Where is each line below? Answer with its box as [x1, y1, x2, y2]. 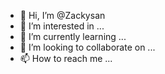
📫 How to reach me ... [19, 53, 113, 64]
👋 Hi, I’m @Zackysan [19, 10, 106, 21]
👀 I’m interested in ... [19, 20, 105, 32]
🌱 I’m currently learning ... [19, 31, 127, 42]
